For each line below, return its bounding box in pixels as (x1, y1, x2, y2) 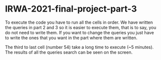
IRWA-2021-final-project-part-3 (5, 3, 137, 15)
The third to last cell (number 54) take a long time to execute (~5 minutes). (5, 44, 154, 50)
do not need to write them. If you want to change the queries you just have (5, 30, 154, 35)
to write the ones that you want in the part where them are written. (5, 35, 138, 41)
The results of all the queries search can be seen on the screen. (5, 49, 133, 55)
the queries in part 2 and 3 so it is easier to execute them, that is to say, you (5, 24, 157, 30)
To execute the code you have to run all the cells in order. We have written (5, 19, 153, 25)
